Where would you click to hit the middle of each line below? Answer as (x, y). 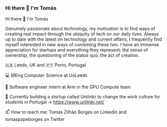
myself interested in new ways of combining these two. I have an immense (82, 45)
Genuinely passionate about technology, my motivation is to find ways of (80, 29)
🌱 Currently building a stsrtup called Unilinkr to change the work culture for (83, 97)
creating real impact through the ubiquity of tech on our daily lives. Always (82, 34)
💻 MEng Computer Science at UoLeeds (46, 75)
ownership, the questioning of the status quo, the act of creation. (72, 55)
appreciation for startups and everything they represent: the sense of (77, 50)
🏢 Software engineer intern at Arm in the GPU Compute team (68, 87)
